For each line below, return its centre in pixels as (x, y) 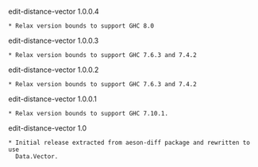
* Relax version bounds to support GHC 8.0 (81, 26)
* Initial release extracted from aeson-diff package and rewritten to (129, 142)
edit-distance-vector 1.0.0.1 (52, 99)
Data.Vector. (37, 157)
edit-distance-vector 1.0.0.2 (54, 70)
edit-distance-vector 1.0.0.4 (54, 11)
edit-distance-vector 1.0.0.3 (54, 40)
